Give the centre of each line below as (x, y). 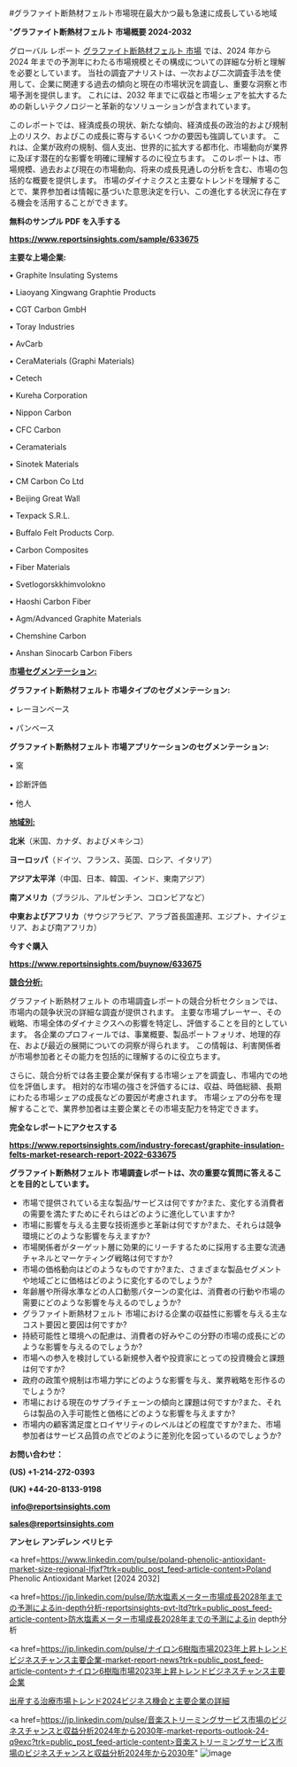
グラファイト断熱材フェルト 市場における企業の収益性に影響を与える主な (155, 1314)
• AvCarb (26, 344)
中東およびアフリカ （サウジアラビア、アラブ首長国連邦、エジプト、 (133, 916)
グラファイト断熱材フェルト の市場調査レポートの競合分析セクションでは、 (146, 1001)
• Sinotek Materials (44, 464)
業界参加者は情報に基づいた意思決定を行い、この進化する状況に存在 (156, 192)
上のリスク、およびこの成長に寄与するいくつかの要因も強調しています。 (140, 136)
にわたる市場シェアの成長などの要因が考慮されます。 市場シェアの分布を (141, 1097)
